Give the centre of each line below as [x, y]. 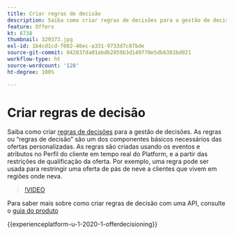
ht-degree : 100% [31, 72]
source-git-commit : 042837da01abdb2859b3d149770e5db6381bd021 [99, 53]
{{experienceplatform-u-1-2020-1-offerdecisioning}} [83, 225]
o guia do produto [33, 211]
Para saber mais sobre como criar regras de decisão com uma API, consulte [116, 204]
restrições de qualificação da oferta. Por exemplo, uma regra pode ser [108, 162]
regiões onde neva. [35, 176]
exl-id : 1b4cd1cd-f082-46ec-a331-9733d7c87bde [76, 46]
